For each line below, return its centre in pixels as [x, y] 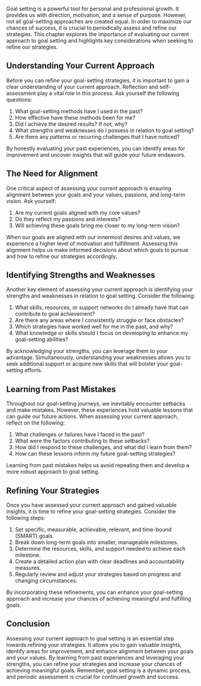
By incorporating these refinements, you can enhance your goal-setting [95, 592]
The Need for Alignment [52, 174]
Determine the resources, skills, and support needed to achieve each [100, 549]
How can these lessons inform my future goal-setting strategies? [95, 454]
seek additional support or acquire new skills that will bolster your [87, 364]
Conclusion [28, 624]
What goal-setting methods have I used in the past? [79, 111]
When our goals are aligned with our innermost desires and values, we [93, 237]
